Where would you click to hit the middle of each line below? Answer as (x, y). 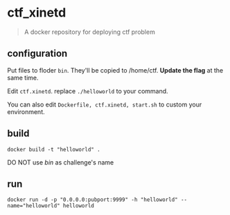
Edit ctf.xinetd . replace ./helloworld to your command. (88, 91)
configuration (37, 54)
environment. (26, 111)
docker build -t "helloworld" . (54, 149)
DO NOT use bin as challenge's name (61, 162)
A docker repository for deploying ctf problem (90, 32)
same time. (23, 77)
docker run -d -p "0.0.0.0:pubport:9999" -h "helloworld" (92, 200)
